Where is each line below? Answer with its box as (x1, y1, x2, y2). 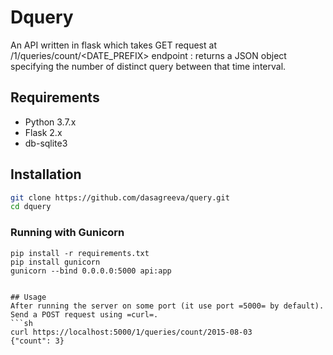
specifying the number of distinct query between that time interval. (10, 60, 287, 72)
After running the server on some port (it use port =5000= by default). (10, 301, 325, 311)
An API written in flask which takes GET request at (10, 39, 217, 51)
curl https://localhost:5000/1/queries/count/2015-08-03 (10, 327, 253, 337)
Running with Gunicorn (10, 226, 125, 240)
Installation (10, 166, 82, 183)
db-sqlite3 (24, 137, 68, 149)
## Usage (10, 292, 47, 302)
